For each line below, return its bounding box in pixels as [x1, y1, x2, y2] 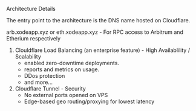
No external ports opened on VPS [24, 92, 108, 98]
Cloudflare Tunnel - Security [15, 85, 86, 92]
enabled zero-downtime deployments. [24, 60, 120, 66]
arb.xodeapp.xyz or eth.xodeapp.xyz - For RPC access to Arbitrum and [6, 28, 183, 36]
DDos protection [24, 72, 65, 79]
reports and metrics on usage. [24, 66, 100, 73]
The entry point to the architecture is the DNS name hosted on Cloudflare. [6, 17, 191, 24]
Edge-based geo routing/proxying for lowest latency [24, 98, 155, 105]
